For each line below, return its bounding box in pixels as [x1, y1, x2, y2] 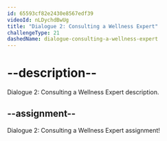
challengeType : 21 [7, 29, 60, 36]
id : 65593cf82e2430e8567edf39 [7, 10, 94, 17]
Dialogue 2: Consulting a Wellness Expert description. [7, 88, 159, 96]
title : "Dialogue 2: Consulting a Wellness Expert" [7, 23, 158, 30]
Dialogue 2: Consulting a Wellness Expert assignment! [7, 126, 160, 134]
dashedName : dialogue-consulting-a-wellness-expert [7, 36, 158, 43]
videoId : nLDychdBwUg [7, 17, 69, 23]
